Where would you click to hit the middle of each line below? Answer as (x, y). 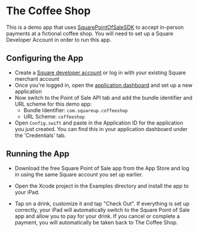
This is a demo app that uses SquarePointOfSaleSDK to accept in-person (95, 27)
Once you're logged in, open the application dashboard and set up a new (103, 85)
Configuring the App (45, 58)
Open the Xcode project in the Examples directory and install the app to (102, 186)
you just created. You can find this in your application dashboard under (101, 129)
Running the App (38, 154)
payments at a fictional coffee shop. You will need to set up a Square (90, 33)
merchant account (37, 79)
